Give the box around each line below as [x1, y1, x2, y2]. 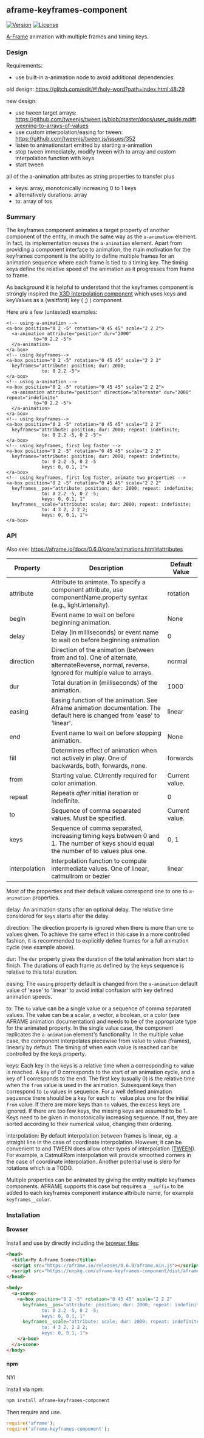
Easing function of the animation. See [51, 696, 158, 704]
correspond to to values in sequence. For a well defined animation [6, 1088, 172, 1095]
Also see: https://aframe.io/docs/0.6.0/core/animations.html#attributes [6, 545, 183, 553]
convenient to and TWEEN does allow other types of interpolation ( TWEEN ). [6, 1145, 196, 1152]
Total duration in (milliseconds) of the [51, 678, 158, 687]
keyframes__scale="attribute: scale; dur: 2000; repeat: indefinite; [12, 501, 191, 508]
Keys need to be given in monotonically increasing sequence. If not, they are [6, 1113, 198, 1121]
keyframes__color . [6, 1195, 52, 1203]
